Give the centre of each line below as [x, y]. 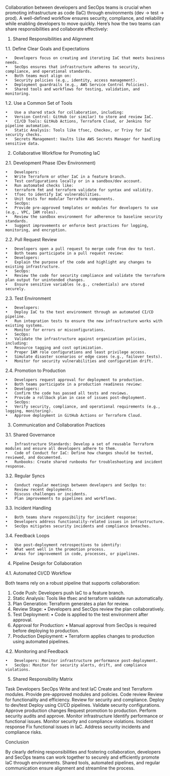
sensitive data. [22, 143]
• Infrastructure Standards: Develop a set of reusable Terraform [79, 444]
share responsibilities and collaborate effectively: [57, 29]
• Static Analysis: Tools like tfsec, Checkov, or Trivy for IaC [78, 130]
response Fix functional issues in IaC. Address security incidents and [78, 727]
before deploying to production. [46, 631]
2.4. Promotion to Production [36, 370]
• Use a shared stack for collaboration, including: [65, 112]
